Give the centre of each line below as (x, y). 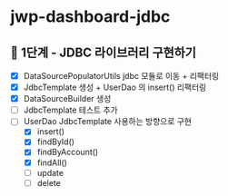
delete (49, 182)
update (50, 172)
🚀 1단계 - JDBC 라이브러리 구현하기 (103, 52)
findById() (56, 142)
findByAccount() (68, 152)
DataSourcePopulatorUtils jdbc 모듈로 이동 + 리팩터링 (121, 76)
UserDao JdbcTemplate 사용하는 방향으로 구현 (107, 122)
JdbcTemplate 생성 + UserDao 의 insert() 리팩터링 (115, 87)
